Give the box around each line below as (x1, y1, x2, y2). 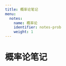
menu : (5, 12, 16, 16)
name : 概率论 (13, 20, 38, 26)
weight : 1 (13, 29, 34, 34)
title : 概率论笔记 (5, 7, 39, 12)
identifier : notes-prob (13, 25, 62, 30)
